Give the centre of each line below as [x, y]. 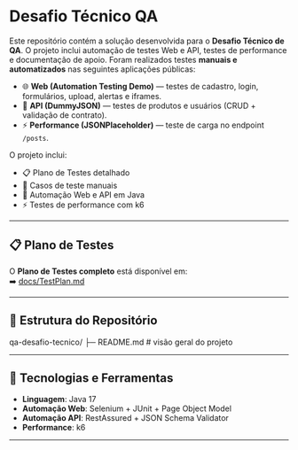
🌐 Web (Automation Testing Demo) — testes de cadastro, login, [140, 86]
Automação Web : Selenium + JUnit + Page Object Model [127, 408]
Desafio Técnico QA [84, 16]
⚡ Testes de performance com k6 [83, 205]
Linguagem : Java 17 [59, 400]
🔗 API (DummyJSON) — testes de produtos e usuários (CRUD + [139, 105]
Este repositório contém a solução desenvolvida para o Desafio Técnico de [147, 41]
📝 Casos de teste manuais [70, 185]
